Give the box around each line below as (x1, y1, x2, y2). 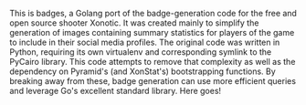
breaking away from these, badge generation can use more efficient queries (9, 76, 297, 86)
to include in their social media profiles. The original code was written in (9, 37, 280, 47)
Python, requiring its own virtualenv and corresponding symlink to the (9, 47, 272, 58)
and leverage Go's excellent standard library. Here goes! (9, 86, 222, 96)
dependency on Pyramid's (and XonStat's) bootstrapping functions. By (9, 66, 276, 77)
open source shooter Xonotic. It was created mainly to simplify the (9, 17, 259, 28)
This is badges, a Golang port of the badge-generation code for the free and (9, 8, 297, 18)
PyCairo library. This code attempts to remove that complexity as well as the (9, 57, 296, 67)
